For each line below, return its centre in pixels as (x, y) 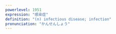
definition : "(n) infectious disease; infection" (59, 19)
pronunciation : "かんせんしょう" (38, 24)
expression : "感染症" (27, 14)
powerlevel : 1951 (23, 10)
